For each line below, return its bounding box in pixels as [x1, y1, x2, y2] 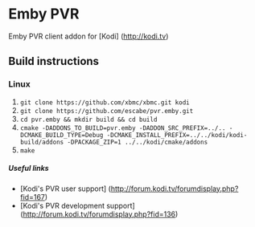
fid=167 [19, 192, 46, 201]
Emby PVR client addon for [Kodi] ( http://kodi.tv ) [8, 31, 169, 41]
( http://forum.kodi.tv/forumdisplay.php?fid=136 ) [19, 209, 179, 219]
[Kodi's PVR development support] [19, 201, 135, 210]
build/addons [19, 138, 64, 146]
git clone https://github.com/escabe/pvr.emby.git [19, 107, 194, 115]
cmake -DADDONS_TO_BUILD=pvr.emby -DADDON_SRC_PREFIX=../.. [19, 124, 226, 132]
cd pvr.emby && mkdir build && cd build [19, 116, 158, 124]
